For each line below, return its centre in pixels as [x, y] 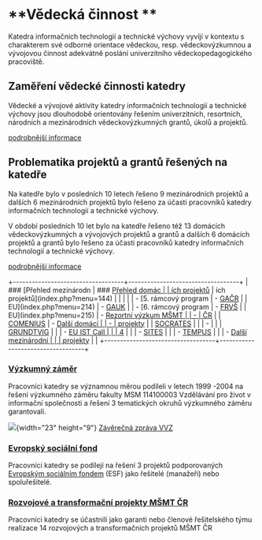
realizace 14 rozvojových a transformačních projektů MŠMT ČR [110, 528]
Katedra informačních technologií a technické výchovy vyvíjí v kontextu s [126, 36]
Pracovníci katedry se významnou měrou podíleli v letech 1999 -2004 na [126, 386]
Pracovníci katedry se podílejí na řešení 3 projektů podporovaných [116, 465]
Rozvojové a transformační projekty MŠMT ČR [98, 503]
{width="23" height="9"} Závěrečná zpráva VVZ [94, 427]
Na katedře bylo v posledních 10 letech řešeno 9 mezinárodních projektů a [129, 193]
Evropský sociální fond [53, 448]
